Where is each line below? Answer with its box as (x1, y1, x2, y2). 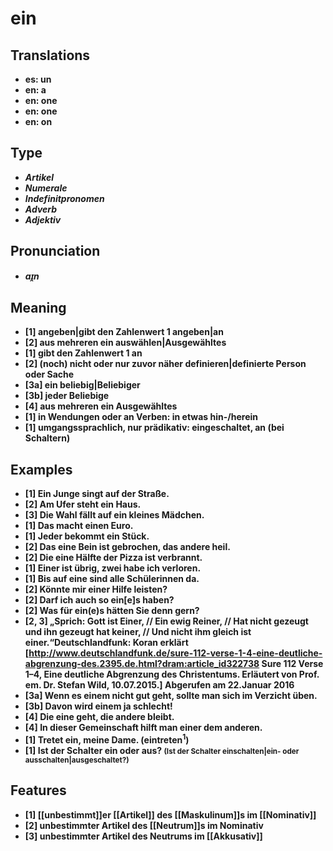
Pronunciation (10, 243, 101, 260)
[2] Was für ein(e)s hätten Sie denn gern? (24, 605, 200, 617)
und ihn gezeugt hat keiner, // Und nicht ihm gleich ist (24, 626, 252, 638)
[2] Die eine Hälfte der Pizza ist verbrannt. (24, 552, 203, 564)
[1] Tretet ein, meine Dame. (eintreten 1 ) (24, 732, 190, 746)
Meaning (10, 300, 67, 317)
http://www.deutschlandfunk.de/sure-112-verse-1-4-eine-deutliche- (28, 647, 323, 659)
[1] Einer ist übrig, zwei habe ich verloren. (24, 562, 202, 574)
